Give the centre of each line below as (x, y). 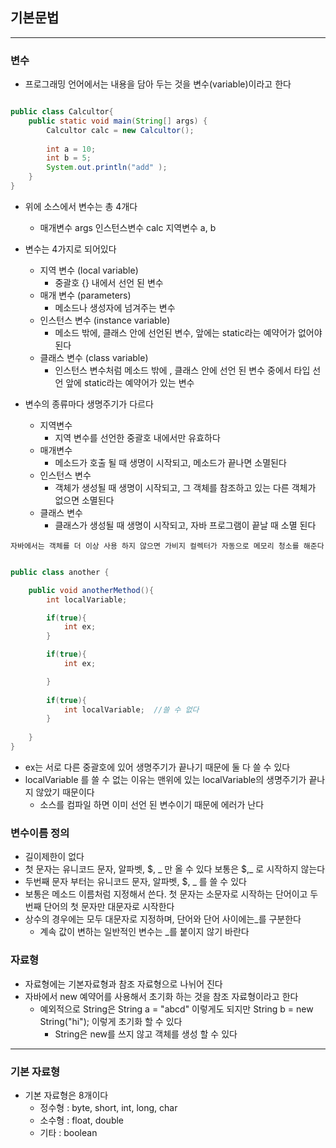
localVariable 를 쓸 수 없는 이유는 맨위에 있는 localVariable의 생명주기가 (165, 779)
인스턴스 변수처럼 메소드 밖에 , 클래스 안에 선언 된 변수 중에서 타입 (182, 370)
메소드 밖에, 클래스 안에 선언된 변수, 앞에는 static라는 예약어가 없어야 (188, 332)
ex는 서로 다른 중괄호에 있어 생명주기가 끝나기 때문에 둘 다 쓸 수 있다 (157, 767)
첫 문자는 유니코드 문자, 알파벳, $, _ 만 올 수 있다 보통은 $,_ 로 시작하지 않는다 (175, 869)
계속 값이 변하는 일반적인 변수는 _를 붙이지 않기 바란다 (144, 932)
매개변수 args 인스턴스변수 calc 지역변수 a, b (128, 227)
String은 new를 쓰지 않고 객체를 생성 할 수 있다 (146, 1034)
